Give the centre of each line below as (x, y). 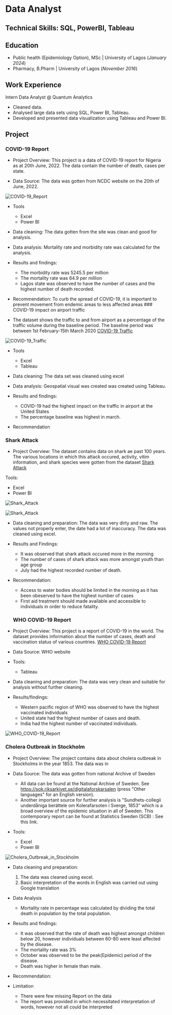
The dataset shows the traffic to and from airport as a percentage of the (89, 320)
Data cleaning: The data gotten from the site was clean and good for (85, 231)
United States (35, 411)
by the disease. (36, 944)
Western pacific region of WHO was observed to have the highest (90, 707)
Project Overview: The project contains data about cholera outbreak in (87, 758)
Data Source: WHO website (41, 652)
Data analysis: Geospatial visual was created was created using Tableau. (89, 386)
